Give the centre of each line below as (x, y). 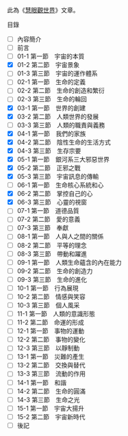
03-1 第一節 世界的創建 (51, 107)
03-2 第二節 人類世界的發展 (58, 116)
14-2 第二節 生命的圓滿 (51, 391)
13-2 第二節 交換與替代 (51, 366)
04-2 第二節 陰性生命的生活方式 (64, 142)
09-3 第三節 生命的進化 (52, 279)
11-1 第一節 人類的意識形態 (56, 314)
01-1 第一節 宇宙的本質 (51, 56)
